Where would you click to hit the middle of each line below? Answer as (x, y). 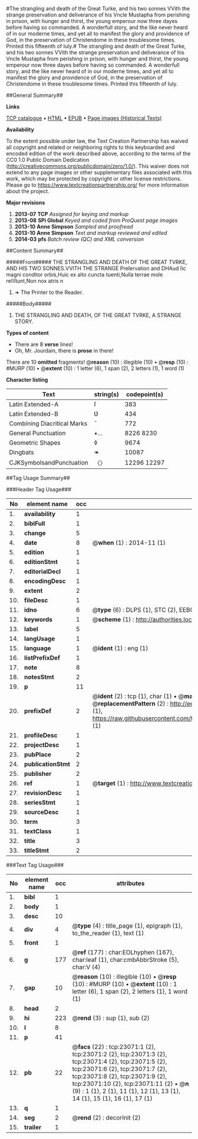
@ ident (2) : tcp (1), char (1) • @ (138, 696)
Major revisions (26, 203)
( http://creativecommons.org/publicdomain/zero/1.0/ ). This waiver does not (98, 166)
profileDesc (41, 735)
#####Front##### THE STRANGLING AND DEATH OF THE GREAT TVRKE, (97, 262)
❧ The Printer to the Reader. (49, 292)
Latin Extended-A (34, 404)
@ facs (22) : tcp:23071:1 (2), (114, 1047)
